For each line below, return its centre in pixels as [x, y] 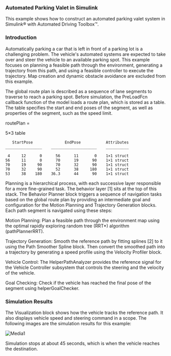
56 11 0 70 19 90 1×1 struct [67, 160]
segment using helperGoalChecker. [42, 288]
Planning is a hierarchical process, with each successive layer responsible [83, 183]
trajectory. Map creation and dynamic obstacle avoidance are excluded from [86, 76]
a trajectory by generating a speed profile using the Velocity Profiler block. [84, 252]
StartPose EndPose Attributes [70, 142]
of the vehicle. [20, 273]
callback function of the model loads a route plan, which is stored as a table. [86, 102]
